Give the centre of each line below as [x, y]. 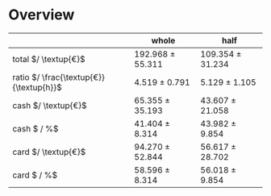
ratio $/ [26, 77]
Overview [42, 15]
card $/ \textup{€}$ [49, 152]
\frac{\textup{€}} [73, 77]
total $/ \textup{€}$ [49, 59]
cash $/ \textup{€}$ [50, 105]
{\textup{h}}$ [37, 87]
